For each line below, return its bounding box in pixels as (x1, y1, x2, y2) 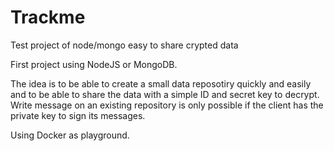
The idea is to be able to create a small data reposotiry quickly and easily (10, 77, 312, 90)
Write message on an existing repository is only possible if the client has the (10, 99, 324, 111)
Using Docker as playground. (10, 129, 130, 141)
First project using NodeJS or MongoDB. (10, 58, 178, 70)
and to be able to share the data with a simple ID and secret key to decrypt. (10, 88, 320, 100)
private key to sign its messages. (10, 109, 146, 121)
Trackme (10, 6, 86, 29)
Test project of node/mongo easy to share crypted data (10, 39, 239, 51)
